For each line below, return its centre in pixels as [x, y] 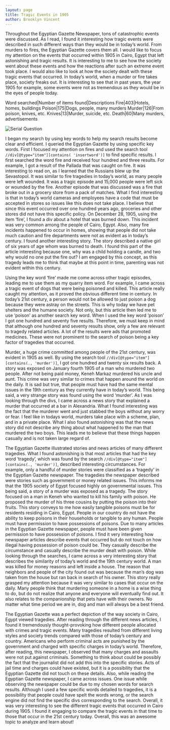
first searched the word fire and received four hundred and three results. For [85, 160]
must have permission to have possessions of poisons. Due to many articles [84, 524]
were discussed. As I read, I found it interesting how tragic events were [79, 39]
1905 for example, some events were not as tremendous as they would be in [85, 88]
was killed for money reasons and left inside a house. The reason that [78, 567]
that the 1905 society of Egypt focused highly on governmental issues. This [84, 486]
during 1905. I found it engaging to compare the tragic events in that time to [84, 711]
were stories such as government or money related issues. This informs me [84, 481]
